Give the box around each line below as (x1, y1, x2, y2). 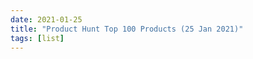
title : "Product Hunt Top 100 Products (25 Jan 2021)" (10, 24, 244, 34)
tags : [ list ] (10, 33, 65, 43)
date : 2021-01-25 (10, 14, 83, 25)
